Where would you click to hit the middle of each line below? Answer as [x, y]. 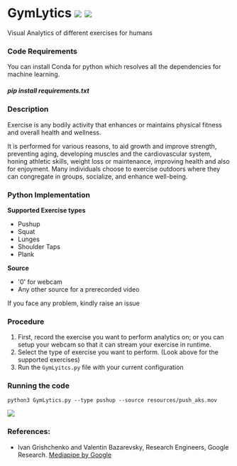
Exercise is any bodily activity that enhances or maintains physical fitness [115, 125]
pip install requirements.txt [49, 90]
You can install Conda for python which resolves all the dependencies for [114, 67]
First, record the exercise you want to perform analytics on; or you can [121, 337]
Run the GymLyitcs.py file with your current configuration [100, 367]
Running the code [38, 386]
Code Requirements [43, 51]
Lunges [29, 239]
